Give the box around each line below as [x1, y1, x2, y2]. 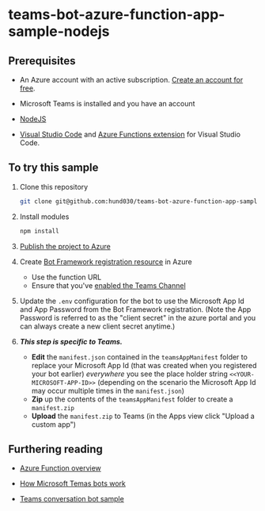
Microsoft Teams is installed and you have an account [19, 99, 195, 108]
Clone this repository [19, 182, 89, 191]
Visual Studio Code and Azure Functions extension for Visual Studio [19, 129, 241, 139]
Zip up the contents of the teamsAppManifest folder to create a [31, 394, 233, 404]
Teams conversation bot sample [19, 494, 124, 504]
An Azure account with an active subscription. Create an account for [19, 75, 244, 84]
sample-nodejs [8, 22, 110, 40]
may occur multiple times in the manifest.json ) [31, 386, 184, 395]
